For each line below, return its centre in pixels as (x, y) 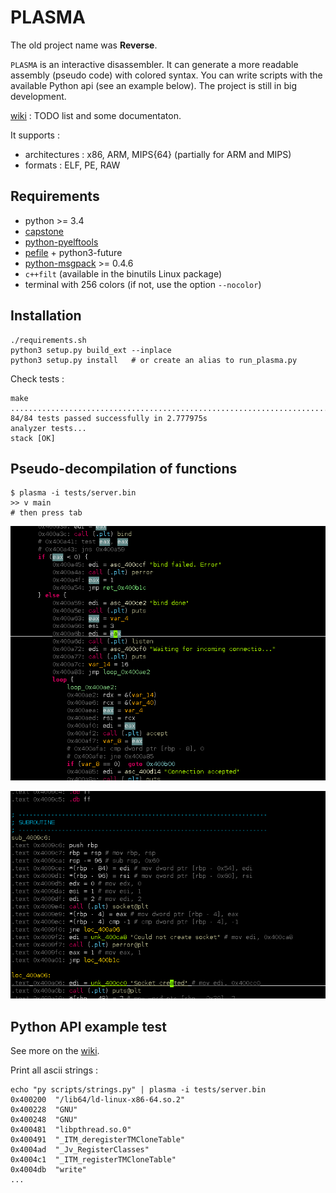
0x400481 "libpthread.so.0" (71, 1130)
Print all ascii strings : (54, 1070)
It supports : (35, 135)
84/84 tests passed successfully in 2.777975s (109, 418)
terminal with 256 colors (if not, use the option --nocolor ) (143, 284)
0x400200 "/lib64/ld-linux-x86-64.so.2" (98, 1100)
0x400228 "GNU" (44, 1110)
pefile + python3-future (73, 252)
